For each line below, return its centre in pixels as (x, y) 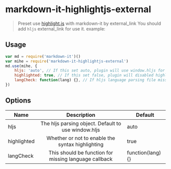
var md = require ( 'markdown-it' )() (43, 56)
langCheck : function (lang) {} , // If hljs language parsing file (85, 80)
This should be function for (81, 152)
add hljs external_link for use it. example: (62, 28)
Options (18, 101)
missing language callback (81, 159)
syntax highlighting (81, 144)
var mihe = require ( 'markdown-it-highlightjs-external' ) (67, 61)
